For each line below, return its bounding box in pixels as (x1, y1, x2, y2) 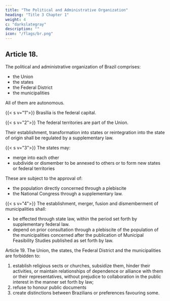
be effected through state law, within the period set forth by (12, 215, 138, 222)
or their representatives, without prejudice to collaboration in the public (12, 273, 161, 280)
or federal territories (12, 165, 55, 171)
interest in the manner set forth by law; (12, 279, 94, 285)
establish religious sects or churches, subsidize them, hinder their (12, 262, 151, 268)
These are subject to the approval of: (5, 175, 83, 181)
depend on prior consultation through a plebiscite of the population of (12, 227, 159, 233)
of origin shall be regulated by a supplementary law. (5, 135, 114, 141)
